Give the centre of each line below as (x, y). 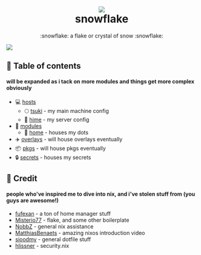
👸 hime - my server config (57, 119)
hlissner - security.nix (42, 246)
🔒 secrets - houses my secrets (53, 157)
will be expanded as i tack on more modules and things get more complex (100, 81)
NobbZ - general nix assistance (54, 227)
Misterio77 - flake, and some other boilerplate (72, 220)
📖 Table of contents (44, 66)
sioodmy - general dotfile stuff (53, 239)
